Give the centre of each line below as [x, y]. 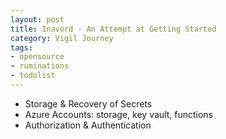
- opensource [37, 57]
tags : [21, 47]
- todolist [33, 76]
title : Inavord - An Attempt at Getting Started [113, 29]
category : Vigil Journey [62, 38]
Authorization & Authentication [88, 125]
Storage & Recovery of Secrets [88, 103]
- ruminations [40, 66]
